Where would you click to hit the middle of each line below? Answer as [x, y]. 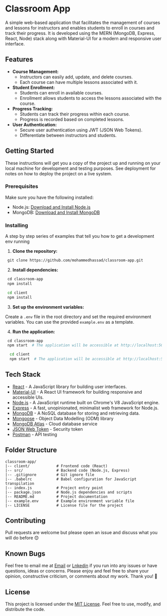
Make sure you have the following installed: [49, 197]
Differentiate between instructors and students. [68, 135]
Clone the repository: [35, 251]
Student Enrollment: [34, 87]
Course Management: [35, 71]
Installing [17, 225]
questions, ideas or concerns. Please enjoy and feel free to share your [77, 571]
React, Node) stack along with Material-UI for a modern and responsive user [83, 38]
